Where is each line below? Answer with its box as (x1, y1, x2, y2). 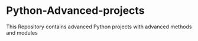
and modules (6, 29, 38, 36)
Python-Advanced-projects (6, 4, 145, 17)
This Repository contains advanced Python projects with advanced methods (6, 23, 192, 30)
